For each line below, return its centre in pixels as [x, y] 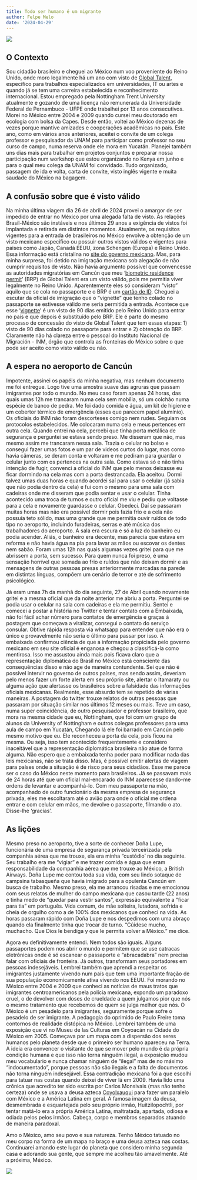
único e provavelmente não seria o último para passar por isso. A [85, 635]
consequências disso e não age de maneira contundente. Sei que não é [93, 667]
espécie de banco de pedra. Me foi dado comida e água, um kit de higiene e [98, 405]
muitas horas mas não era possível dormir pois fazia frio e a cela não [90, 512]
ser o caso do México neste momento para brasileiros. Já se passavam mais [98, 773]
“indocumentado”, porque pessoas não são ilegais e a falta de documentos [97, 1067]
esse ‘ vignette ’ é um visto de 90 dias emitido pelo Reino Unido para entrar [96, 310]
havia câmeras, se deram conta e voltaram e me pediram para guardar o [94, 455]
